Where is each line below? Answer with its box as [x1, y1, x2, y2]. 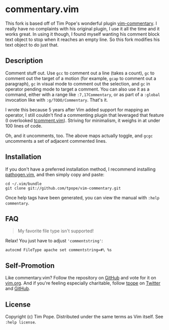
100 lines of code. [5, 122, 43, 129]
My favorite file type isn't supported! [17, 228, 94, 234]
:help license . [5, 319, 36, 325]
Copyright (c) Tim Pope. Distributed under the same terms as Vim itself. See [5, 314, 163, 319]
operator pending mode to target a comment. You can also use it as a [5, 86, 150, 92]
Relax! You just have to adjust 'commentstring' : [5, 238, 103, 244]
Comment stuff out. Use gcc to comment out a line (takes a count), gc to [5, 70, 155, 76]
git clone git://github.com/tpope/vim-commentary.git [5, 186, 121, 191]
